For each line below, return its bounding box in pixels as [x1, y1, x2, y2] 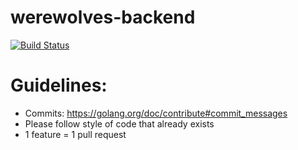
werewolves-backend [10, 6, 196, 29]
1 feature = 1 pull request [24, 128, 127, 140]
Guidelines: [10, 74, 108, 97]
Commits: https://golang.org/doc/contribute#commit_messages [24, 107, 288, 119]
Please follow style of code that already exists [24, 117, 215, 130]
